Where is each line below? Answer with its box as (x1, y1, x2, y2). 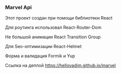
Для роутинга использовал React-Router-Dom (5, 24, 102, 30)
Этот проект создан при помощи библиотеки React (5, 15, 113, 21)
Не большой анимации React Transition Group (5, 34, 101, 40)
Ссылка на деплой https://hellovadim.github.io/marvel (5, 63, 116, 69)
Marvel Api (5, 4, 32, 11)
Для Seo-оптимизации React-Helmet (5, 44, 82, 49)
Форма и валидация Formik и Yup (5, 53, 75, 59)
